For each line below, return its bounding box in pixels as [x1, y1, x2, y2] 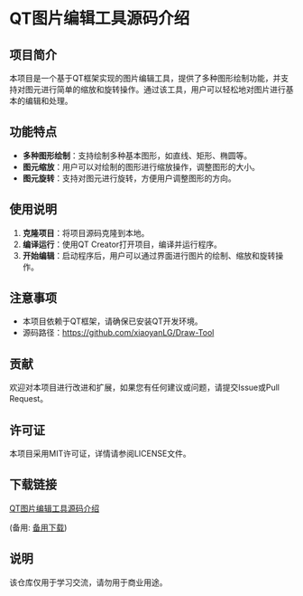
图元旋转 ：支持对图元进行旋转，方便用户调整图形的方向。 [22, 173, 236, 184]
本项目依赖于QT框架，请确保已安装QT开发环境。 [22, 316, 203, 326]
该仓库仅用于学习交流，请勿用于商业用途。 [9, 576, 168, 588]
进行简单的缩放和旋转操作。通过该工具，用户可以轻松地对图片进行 [40, 84, 286, 95]
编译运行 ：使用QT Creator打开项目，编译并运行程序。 [22, 239, 223, 250]
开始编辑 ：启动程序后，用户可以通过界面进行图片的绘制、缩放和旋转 [22, 250, 276, 260]
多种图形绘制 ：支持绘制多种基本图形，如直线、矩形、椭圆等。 [22, 150, 252, 161]
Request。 [9, 393, 48, 404]
